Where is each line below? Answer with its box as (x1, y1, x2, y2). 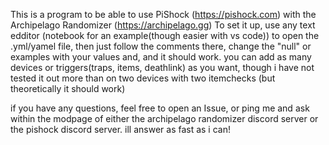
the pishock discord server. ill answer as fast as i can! (10, 124, 231, 135)
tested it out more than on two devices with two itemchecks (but (10, 72, 276, 84)
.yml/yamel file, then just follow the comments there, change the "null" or (10, 40, 312, 52)
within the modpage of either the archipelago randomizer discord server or (10, 113, 319, 124)
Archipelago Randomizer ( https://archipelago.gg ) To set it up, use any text (10, 19, 316, 31)
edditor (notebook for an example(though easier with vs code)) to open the (10, 30, 320, 41)
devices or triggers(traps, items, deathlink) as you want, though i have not (10, 62, 315, 73)
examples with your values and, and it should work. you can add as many (10, 51, 312, 63)
